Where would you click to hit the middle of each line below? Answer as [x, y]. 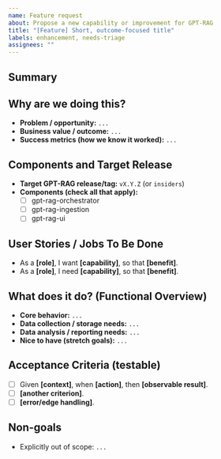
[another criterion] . [52, 393]
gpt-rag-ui [48, 218]
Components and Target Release [90, 164]
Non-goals [35, 428]
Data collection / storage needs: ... [79, 323]
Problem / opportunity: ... [64, 123]
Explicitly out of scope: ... [63, 446]
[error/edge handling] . [57, 402]
